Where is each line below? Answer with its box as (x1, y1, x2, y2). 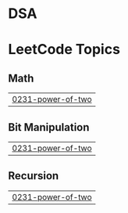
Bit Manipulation (8, 121, 90, 134)
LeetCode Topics (8, 41, 121, 59)
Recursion (8, 169, 59, 182)
